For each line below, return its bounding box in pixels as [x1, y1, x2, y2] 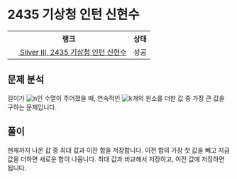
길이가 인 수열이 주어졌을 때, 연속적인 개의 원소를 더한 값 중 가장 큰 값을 [7, 94, 225, 102]
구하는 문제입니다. [7, 102, 57, 111]
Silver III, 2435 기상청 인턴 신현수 [20, 47, 127, 57]
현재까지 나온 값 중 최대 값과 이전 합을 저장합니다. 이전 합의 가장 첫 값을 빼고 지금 [7, 146, 231, 154]
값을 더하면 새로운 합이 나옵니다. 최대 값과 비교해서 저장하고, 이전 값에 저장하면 [7, 154, 225, 163]
